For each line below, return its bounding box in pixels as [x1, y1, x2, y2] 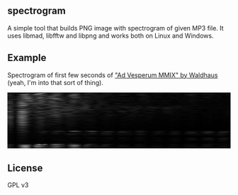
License [7, 162, 43, 174]
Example [7, 52, 47, 64]
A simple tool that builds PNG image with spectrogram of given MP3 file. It [7, 23, 225, 32]
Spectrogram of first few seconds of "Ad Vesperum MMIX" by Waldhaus [7, 70, 218, 79]
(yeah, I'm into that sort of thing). [7, 78, 104, 87]
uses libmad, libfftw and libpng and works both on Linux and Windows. [7, 31, 214, 40]
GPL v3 [7, 181, 29, 189]
